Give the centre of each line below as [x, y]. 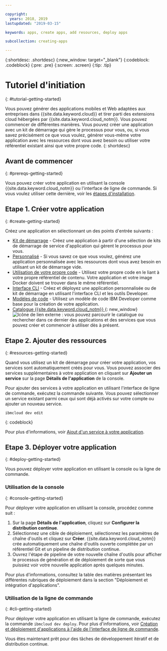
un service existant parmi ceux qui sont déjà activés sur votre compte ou [80, 398]
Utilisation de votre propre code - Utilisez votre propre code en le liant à [86, 272]
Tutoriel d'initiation [45, 85]
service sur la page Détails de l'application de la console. [65, 378]
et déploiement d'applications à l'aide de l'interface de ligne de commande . [83, 629]
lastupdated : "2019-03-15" [33, 23]
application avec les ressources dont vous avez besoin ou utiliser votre [78, 140]
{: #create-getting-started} [33, 221]
